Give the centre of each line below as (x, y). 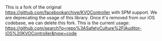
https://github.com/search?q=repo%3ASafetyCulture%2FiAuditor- (74, 28)
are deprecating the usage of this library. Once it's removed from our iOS (80, 18)
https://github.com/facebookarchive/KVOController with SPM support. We (81, 12)
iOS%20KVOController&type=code (41, 33)
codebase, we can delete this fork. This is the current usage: (68, 23)
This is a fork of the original (33, 7)
